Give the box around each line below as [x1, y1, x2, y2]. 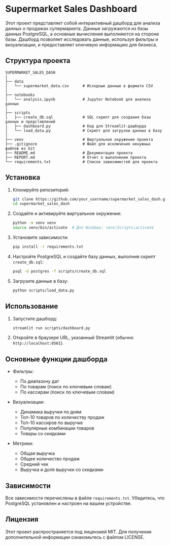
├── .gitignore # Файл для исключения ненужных [5, 141, 151, 146]
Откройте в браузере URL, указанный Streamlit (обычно [12, 335, 133, 341]
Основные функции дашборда [5, 355, 108, 363]
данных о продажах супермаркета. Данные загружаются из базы [5, 25, 149, 31]
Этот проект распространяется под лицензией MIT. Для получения [5, 529, 152, 535]
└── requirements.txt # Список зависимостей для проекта [5, 159, 158, 164]
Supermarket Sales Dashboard [5, 3, 138, 15]
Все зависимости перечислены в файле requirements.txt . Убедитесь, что [5, 495, 165, 501]
